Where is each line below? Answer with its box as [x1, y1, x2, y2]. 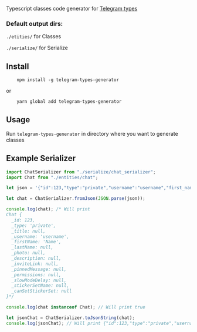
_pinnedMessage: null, [11, 266, 67, 272]
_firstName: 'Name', [11, 239, 62, 245]
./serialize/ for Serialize [6, 44, 69, 52]
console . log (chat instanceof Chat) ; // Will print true [6, 304, 145, 310]
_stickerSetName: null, [11, 283, 69, 289]
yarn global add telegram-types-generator [16, 99, 122, 105]
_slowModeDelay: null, [11, 277, 67, 283]
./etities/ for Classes [6, 33, 62, 40]
